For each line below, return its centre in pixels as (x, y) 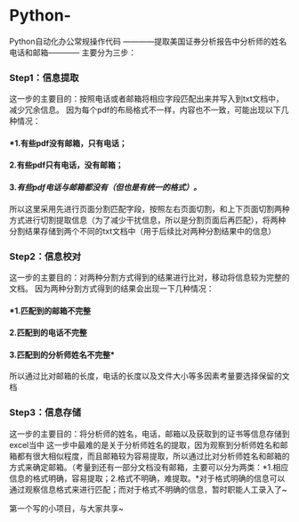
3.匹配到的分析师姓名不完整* (62, 355)
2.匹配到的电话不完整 (48, 333)
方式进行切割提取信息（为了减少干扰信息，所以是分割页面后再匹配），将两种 (148, 220)
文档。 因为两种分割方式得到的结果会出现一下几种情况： (112, 288)
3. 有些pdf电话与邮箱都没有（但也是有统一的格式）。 (105, 187)
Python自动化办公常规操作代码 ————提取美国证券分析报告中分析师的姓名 (148, 41)
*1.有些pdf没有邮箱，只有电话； (68, 143)
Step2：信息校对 (45, 257)
